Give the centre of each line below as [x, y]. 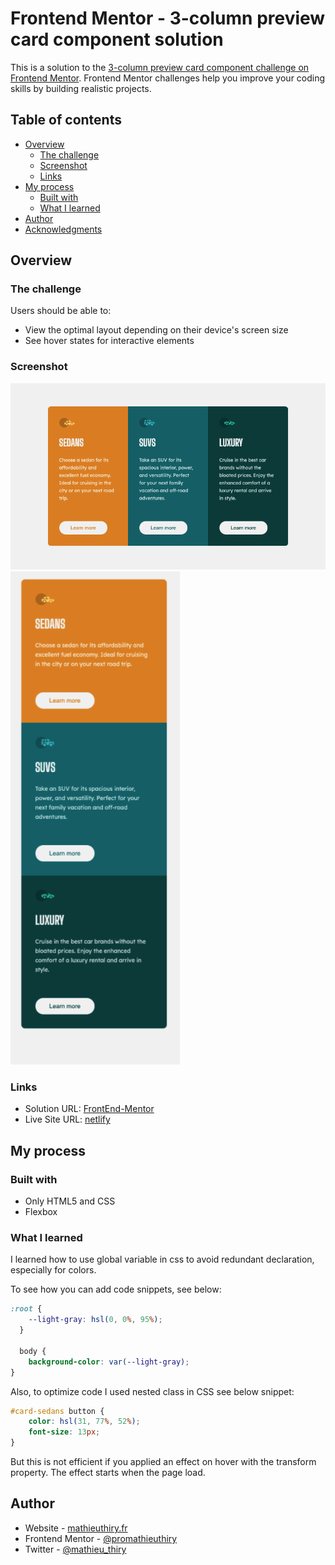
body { [33, 1351]
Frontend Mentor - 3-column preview [168, 18]
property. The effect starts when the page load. [108, 1472]
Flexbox [41, 1212]
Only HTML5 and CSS [70, 1201]
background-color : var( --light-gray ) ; [109, 1362]
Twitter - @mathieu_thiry [75, 1549]
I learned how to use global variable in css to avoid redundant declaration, [162, 1259]
